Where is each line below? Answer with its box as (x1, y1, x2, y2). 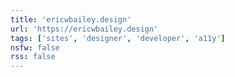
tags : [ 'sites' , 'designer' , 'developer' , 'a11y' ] (10, 33, 226, 43)
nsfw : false (10, 42, 60, 53)
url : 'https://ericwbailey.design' (10, 24, 159, 34)
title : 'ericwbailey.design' (10, 14, 132, 25)
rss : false (10, 52, 56, 62)
